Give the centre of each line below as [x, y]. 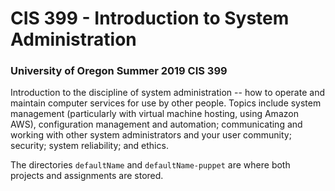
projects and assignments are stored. [87, 176]
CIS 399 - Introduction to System [150, 18]
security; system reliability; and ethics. [89, 146]
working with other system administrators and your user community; [151, 135]
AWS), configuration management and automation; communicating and [156, 124]
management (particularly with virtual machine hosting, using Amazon [154, 114]
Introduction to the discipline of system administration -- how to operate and [167, 93]
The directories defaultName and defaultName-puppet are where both [150, 165]
